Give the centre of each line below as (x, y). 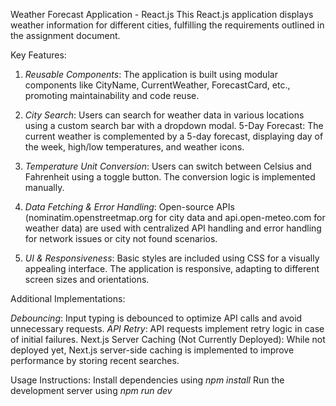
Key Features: (38, 55)
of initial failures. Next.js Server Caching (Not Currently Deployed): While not (168, 339)
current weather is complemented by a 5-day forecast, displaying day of (174, 136)
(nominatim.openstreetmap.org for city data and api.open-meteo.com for (175, 217)
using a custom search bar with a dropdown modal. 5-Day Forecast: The (174, 125)
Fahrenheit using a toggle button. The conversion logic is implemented (170, 177)
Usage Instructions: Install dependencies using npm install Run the (147, 380)
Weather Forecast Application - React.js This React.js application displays (162, 14)
